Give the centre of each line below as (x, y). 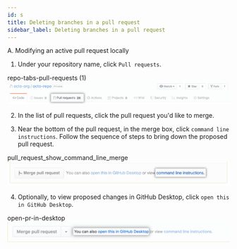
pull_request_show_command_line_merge (68, 158)
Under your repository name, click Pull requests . (90, 64)
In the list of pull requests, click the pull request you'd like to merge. (116, 116)
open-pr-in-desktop (36, 218)
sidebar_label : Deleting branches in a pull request (86, 30)
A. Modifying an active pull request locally (68, 51)
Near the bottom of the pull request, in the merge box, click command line (123, 129)
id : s (15, 15)
